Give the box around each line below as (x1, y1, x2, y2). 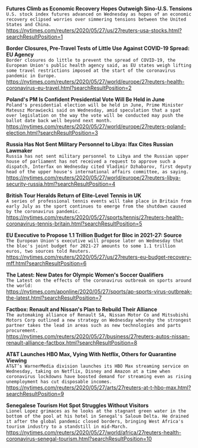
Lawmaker (6, 147, 33, 154)
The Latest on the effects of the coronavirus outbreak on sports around (6, 278, 192, 284)
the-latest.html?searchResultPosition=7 (6, 294, 102, 301)
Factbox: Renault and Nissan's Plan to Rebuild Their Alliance (6, 306, 158, 313)
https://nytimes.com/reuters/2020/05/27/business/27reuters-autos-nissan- (6, 333, 190, 340)
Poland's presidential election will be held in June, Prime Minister (6, 102, 184, 108)
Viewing (6, 357, 27, 364)
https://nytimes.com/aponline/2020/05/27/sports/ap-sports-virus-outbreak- (6, 288, 192, 295)
